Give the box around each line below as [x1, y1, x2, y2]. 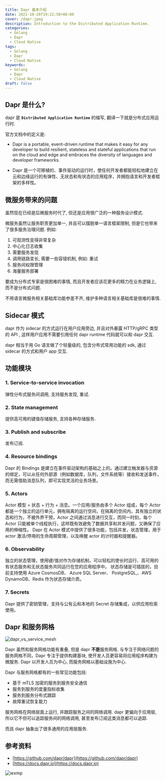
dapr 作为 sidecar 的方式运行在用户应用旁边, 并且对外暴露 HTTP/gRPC [5, 325, 149, 331]
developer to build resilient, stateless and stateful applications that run [12, 147, 156, 153]
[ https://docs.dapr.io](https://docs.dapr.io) [12, 761, 99, 767]
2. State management [5, 404, 58, 411]
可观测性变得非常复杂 [12, 237, 56, 243]
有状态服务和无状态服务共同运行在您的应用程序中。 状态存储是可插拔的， [5, 564, 154, 570]
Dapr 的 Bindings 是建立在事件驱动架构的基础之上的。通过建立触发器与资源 [5, 465, 158, 471]
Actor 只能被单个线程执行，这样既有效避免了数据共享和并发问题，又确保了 [5, 520, 157, 526]
